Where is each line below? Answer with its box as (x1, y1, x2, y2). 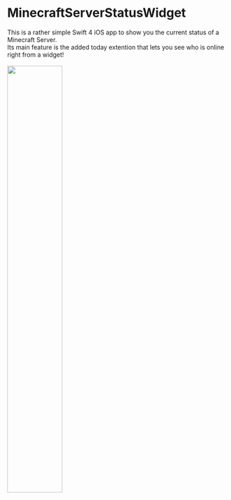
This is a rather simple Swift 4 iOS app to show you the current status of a (7, 28, 220, 36)
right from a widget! (7, 50, 64, 59)
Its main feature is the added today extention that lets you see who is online (7, 43, 225, 51)
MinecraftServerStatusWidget (7, 5, 186, 21)
